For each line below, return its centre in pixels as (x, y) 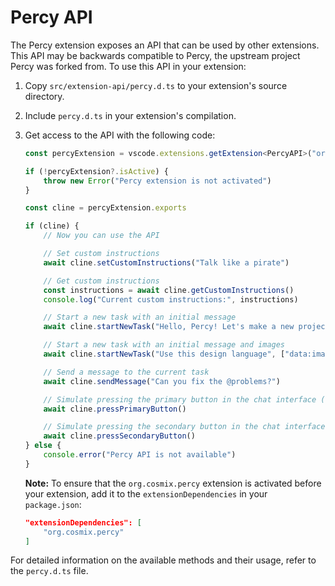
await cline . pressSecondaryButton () (119, 436)
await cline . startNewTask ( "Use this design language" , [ (164, 354)
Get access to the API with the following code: (120, 135)
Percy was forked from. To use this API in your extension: (128, 66)
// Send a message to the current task (126, 372)
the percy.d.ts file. (49, 571)
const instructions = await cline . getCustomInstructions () (169, 290)
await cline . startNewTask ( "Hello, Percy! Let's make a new (169, 327)
